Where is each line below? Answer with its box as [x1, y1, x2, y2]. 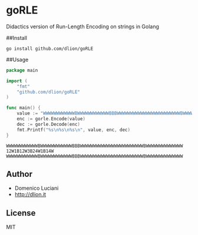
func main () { [6, 105, 41, 111]
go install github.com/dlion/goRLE [6, 45, 94, 52]
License [6, 208, 36, 218]
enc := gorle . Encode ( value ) [16, 116, 85, 122]
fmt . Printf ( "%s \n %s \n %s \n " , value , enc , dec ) [16, 127, 131, 133]
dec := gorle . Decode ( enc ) [16, 121, 81, 127]
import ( [6, 78, 28, 84]
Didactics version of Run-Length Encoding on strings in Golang [6, 23, 159, 30]
